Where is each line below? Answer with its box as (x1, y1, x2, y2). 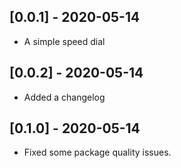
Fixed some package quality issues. (23, 146, 172, 159)
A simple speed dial (23, 35, 106, 47)
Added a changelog (23, 91, 106, 103)
